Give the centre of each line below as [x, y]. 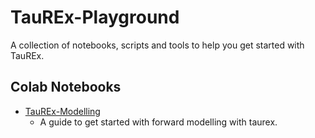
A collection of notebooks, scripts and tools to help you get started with [157, 45]
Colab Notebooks [66, 87]
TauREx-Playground [95, 17]
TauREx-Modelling [62, 111]
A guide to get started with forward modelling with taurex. [158, 122]
